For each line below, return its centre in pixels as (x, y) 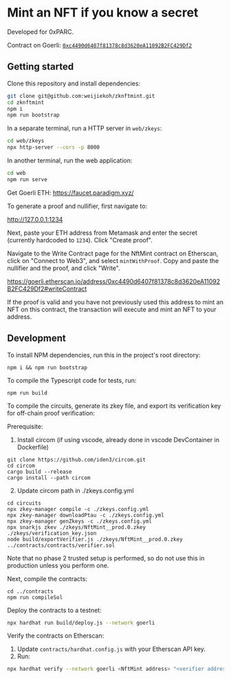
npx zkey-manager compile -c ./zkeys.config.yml (78, 509)
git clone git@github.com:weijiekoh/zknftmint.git (81, 96)
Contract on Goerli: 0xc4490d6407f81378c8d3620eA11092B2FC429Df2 (100, 45)
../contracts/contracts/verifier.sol (61, 545)
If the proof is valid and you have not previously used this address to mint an (115, 302)
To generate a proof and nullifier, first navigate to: (77, 206)
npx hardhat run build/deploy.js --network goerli (81, 623)
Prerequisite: (25, 426)
